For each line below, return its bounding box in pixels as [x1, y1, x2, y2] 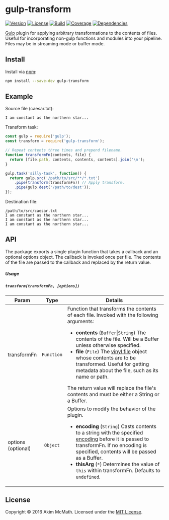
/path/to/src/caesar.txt [5, 208, 57, 213]
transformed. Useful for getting [75, 361, 149, 368]
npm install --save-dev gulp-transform [5, 78, 89, 84]
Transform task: [5, 124, 38, 130]
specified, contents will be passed [75, 448, 156, 455]
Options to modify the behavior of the [67, 405, 156, 412]
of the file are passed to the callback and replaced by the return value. [5, 259, 151, 265]
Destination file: [5, 199, 38, 205]
